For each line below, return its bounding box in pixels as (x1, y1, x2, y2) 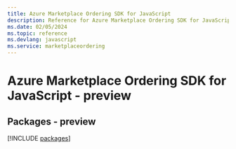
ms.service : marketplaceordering (7, 43, 105, 50)
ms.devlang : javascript (7, 36, 77, 43)
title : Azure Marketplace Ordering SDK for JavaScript (7, 10, 171, 17)
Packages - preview (7, 115, 96, 127)
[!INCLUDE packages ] (7, 134, 71, 142)
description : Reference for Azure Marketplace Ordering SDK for (7, 17, 199, 24)
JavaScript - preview (7, 88, 132, 104)
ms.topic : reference (7, 29, 68, 37)
